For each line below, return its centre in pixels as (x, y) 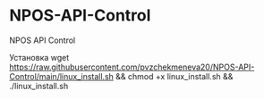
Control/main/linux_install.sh (62, 76)
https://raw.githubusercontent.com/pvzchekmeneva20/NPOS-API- (132, 67)
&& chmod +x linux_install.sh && (174, 76)
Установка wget (39, 57)
